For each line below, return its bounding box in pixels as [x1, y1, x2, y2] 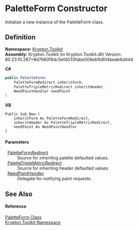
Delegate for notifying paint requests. [17, 176, 92, 182]
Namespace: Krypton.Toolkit [5, 46, 63, 52]
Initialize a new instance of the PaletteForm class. [5, 19, 104, 25]
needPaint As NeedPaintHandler [14, 125, 77, 130]
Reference [5, 203, 27, 210]
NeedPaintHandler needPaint [14, 89, 70, 94]
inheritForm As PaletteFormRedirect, [14, 116, 90, 121]
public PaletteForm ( [5, 75, 47, 80]
